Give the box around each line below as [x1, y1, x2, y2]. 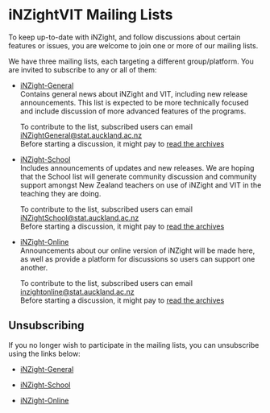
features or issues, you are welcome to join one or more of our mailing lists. [8, 40, 259, 50]
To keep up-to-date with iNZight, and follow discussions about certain [8, 32, 241, 42]
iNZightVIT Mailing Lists [8, 6, 173, 24]
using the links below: [8, 349, 81, 358]
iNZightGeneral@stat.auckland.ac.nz [19, 130, 143, 140]
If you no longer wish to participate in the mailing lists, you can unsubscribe [8, 340, 260, 349]
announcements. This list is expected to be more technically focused [19, 97, 249, 107]
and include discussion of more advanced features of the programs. [19, 106, 247, 116]
